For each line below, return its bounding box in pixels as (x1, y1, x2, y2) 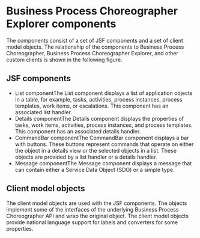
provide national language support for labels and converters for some (6, 218, 178, 226)
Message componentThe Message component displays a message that (14, 159, 192, 166)
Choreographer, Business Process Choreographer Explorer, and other (6, 49, 178, 56)
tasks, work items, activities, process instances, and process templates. (14, 121, 193, 129)
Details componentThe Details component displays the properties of (14, 115, 184, 122)
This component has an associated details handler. (14, 127, 141, 135)
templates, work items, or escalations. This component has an (14, 102, 169, 109)
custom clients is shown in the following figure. (6, 56, 123, 63)
